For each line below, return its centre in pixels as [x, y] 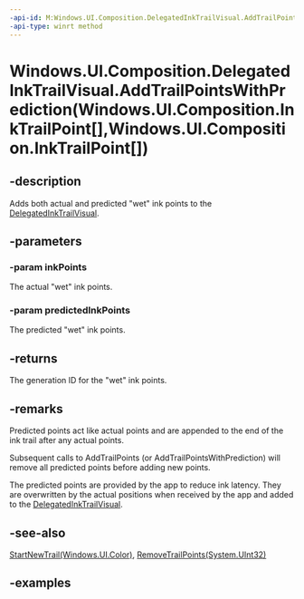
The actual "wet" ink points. [61, 287]
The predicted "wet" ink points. [67, 330]
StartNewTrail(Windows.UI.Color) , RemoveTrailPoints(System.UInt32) [138, 555]
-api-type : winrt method [56, 26]
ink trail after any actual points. [67, 440]
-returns [33, 358]
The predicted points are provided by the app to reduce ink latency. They [146, 485]
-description [45, 182]
